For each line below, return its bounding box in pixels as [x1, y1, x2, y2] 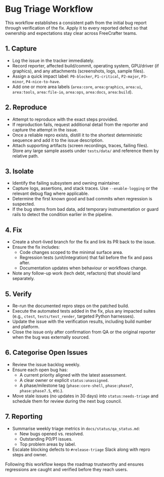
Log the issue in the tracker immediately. [12, 58, 95, 64]
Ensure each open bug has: [12, 367, 68, 373]
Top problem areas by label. [19, 441, 76, 447]
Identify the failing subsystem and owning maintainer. [12, 180, 121, 186]
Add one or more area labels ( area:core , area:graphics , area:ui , [12, 84, 143, 90]
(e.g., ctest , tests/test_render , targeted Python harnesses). [12, 314, 135, 319]
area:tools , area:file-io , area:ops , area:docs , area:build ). [12, 89, 133, 95]
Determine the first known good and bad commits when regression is [12, 196, 152, 202]
